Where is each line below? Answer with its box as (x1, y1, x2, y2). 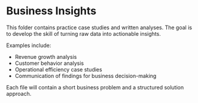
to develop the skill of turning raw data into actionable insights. (6, 30, 162, 37)
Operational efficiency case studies (14, 65, 103, 73)
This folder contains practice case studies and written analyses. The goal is (6, 24, 193, 31)
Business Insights (6, 4, 97, 18)
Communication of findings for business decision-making (14, 72, 157, 79)
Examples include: (6, 42, 51, 49)
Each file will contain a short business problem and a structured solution (6, 83, 184, 90)
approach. (6, 90, 32, 97)
